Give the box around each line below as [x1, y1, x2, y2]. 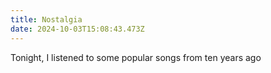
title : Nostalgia [10, 14, 83, 25]
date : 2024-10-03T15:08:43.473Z [10, 24, 145, 34]
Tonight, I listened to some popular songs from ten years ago [10, 51, 262, 63]
